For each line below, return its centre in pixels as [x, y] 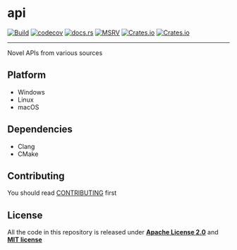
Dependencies [40, 130]
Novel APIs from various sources [55, 53]
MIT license [25, 240]
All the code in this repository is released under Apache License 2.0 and [113, 232]
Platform [27, 75]
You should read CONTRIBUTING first [62, 193]
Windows [31, 92]
